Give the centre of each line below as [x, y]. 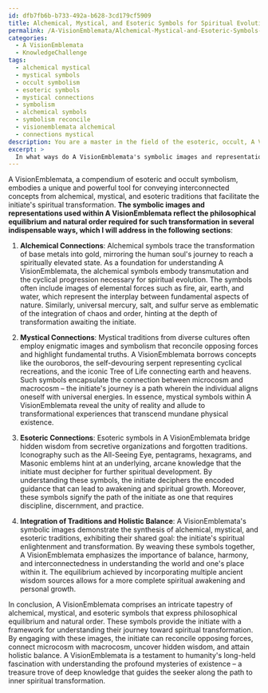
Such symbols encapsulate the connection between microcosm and [131, 380]
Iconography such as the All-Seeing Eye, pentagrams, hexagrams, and [136, 455]
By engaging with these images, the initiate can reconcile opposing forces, [131, 639]
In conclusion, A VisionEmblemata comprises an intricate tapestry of [120, 604]
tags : [17, 61]
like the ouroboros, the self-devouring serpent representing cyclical [130, 363]
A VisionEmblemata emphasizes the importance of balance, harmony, [134, 555]
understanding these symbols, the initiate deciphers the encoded [127, 481]
